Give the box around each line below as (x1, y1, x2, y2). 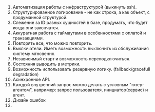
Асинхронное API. (12, 76, 50, 82)
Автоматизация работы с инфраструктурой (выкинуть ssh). (12, 4, 137, 10)
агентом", (12, 87, 33, 93)
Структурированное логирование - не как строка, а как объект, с (12, 9, 150, 15)
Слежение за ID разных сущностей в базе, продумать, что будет (12, 19, 148, 25)
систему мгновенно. (12, 51, 56, 56)
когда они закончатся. (12, 25, 59, 31)
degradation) (12, 72, 39, 77)
